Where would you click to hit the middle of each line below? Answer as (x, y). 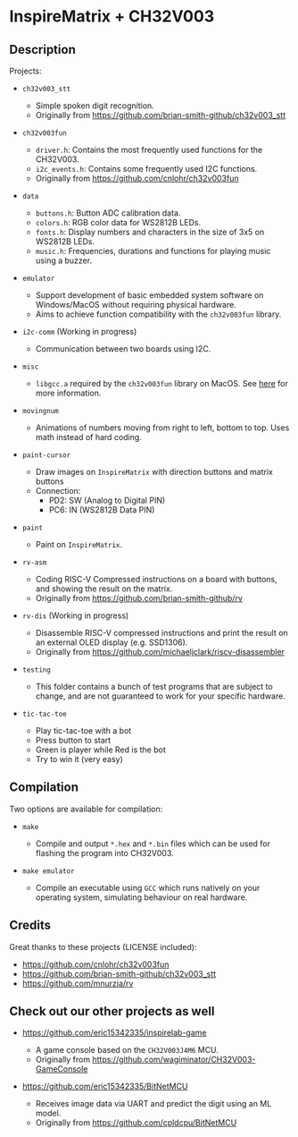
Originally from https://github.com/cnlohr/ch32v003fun (137, 178)
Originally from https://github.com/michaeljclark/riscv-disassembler (160, 652)
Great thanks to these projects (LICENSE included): (103, 946)
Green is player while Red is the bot (101, 750)
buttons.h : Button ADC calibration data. (108, 213)
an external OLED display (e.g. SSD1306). (112, 642)
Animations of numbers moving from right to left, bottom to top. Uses (162, 428)
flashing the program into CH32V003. (104, 853)
